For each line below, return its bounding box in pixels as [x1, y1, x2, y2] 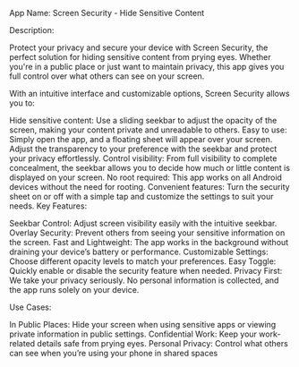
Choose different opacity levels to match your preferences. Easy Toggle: [9, 256, 277, 267]
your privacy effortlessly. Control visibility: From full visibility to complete [9, 153, 278, 164]
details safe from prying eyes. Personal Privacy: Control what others [37, 338, 288, 348]
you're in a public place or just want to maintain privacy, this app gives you [9, 62, 285, 72]
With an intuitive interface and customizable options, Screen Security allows [9, 89, 290, 98]
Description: [9, 25, 55, 35]
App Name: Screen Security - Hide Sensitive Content [9, 8, 205, 18]
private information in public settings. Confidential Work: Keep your [9, 329, 258, 339]
